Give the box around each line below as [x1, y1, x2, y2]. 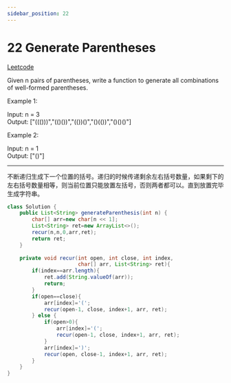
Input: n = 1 [7, 144, 39, 153]
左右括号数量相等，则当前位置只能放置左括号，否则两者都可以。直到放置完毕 [7, 181, 224, 189]
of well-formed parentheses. [7, 84, 88, 92]
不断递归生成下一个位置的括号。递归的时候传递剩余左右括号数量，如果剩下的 [7, 172, 224, 180]
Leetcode [7, 63, 34, 71]
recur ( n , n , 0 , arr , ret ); [32, 229, 97, 236]
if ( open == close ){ [32, 293, 81, 300]
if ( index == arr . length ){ [32, 267, 100, 275]
